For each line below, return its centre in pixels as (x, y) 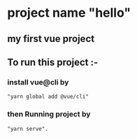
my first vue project (51, 39)
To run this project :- (53, 62)
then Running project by (49, 115)
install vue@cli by (38, 82)
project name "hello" (69, 13)
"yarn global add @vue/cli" (48, 97)
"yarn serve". (28, 129)
